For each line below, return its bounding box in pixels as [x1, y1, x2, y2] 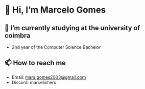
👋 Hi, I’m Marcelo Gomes [4, 4, 106, 16]
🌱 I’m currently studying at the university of [4, 24, 141, 32]
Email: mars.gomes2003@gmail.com [11, 74, 86, 80]
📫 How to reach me [4, 59, 66, 67]
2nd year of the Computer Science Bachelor [11, 44, 101, 50]
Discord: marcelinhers [11, 79, 57, 85]
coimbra [4, 31, 30, 39]
